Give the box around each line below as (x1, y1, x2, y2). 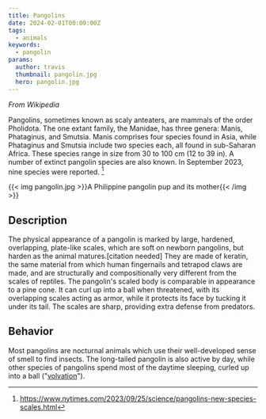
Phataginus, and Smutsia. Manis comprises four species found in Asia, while (8, 131, 257, 141)
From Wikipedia (8, 100, 59, 109)
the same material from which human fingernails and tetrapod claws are (8, 259, 243, 269)
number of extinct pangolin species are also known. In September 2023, (8, 157, 244, 166)
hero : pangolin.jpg (15, 78, 80, 86)
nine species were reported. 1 (8, 166, 104, 177)
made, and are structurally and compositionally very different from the (8, 268, 237, 277)
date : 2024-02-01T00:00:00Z (8, 19, 101, 27)
